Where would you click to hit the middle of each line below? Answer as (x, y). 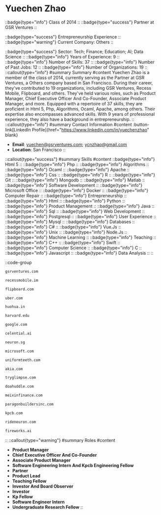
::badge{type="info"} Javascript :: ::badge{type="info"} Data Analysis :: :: (79, 253)
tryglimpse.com (21, 378)
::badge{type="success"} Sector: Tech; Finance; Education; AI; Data (74, 51)
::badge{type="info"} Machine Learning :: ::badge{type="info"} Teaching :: (80, 237)
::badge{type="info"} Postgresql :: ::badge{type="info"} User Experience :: (80, 216)
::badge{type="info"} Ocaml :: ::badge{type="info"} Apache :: (67, 169)
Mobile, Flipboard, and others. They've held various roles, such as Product (80, 93)
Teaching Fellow (29, 481)
